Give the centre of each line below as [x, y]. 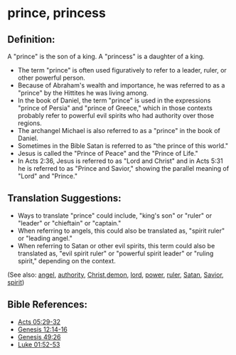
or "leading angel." [45, 238]
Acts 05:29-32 [39, 322]
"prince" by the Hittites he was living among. [83, 93]
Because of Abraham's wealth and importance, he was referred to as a [121, 85]
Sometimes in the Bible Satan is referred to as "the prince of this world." [123, 146]
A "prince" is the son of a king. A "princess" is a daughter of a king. [106, 56]
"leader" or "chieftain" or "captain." [69, 223]
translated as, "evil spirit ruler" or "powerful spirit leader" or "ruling [116, 253]
